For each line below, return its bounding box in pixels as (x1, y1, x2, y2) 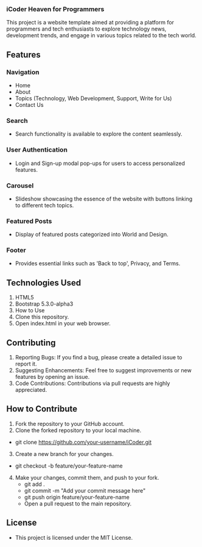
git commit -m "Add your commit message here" (24, 486, 146, 494)
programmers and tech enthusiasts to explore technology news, (6, 25, 167, 32)
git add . (24, 480, 46, 488)
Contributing (6, 337, 56, 348)
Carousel (6, 181, 34, 189)
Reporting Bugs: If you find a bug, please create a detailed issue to (15, 354, 183, 361)
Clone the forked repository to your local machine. (15, 427, 142, 434)
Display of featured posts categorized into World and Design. (15, 231, 169, 238)
